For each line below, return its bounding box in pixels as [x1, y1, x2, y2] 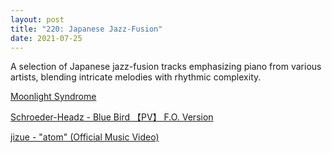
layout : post [10, 14, 65, 25]
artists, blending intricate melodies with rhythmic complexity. [10, 71, 262, 83]
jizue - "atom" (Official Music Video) [10, 131, 160, 143]
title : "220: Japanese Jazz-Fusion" [10, 24, 163, 34]
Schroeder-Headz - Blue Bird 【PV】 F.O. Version [10, 111, 214, 123]
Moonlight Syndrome [10, 91, 97, 103]
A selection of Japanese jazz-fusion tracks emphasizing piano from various [10, 61, 322, 73]
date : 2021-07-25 [10, 33, 83, 43]
